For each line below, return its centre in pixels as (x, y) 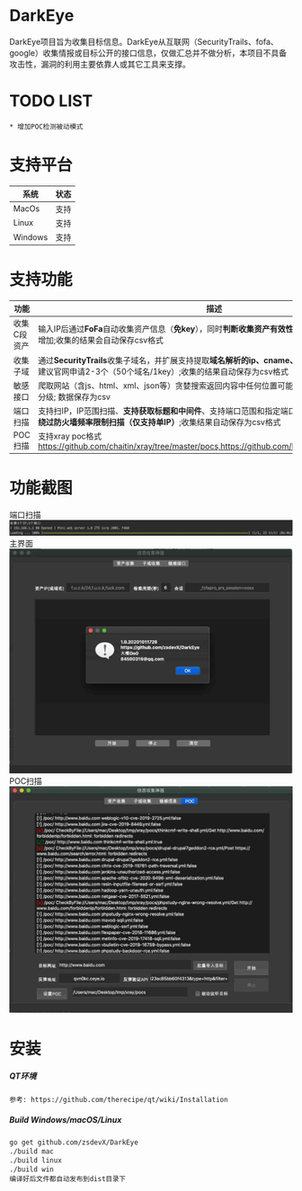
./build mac (31, 1151)
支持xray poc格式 (70, 436)
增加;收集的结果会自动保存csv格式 (100, 340)
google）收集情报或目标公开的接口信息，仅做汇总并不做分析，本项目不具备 (148, 53)
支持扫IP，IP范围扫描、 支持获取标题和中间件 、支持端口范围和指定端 (163, 411)
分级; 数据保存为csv (74, 396)
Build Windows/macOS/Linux (66, 1119)
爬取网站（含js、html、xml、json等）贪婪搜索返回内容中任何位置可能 (165, 385)
